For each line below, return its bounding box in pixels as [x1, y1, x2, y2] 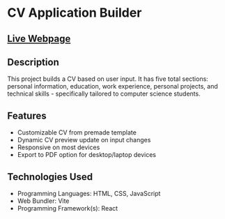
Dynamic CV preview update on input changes [17, 136, 151, 144]
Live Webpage [7, 33, 71, 45]
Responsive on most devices [17, 143, 100, 151]
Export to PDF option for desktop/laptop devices [17, 151, 157, 159]
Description [7, 56, 59, 68]
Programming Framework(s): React [17, 204, 118, 213]
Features [7, 109, 47, 121]
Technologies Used [7, 171, 93, 183]
